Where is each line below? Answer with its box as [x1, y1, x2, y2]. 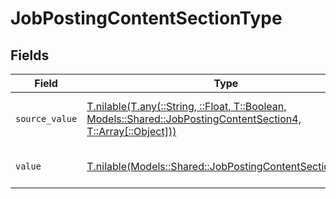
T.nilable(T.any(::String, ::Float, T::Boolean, [86, 100, 287, 113]
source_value [15, 113, 78, 124]
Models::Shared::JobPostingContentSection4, [86, 112, 302, 126]
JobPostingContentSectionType [10, 7, 283, 30]
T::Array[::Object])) [86, 125, 177, 138]
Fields [10, 47, 50, 64]
